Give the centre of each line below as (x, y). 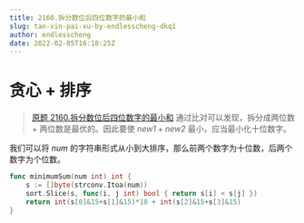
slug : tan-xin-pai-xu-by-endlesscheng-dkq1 (93, 26)
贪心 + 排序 (51, 91)
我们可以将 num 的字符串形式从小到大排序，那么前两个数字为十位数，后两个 (151, 148)
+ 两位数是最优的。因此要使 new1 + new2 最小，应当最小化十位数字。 (162, 129)
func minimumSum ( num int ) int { (70, 177)
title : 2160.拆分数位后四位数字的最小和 (78, 18)
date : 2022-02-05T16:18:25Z (63, 43)
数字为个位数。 (37, 160)
